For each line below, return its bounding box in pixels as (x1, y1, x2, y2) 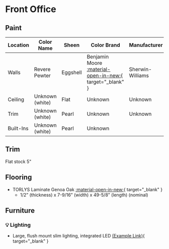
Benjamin (87, 53, 109, 60)
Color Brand (91, 42, 120, 48)
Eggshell (61, 69, 82, 76)
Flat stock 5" (5, 158, 32, 164)
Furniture (5, 206, 35, 215)
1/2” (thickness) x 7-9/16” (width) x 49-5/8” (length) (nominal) (20, 192, 148, 198)
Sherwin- (129, 66, 152, 72)
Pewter (34, 72, 51, 79)
